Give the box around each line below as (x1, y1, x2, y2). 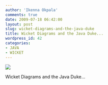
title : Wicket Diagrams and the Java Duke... (5, 31, 103, 36)
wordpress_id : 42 (5, 36, 42, 41)
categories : (5, 41, 31, 46)
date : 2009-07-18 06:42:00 (5, 17, 63, 22)
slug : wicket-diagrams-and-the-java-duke (5, 26, 95, 32)
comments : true (5, 12, 38, 17)
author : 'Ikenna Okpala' (5, 7, 58, 13)
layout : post (5, 21, 33, 27)
